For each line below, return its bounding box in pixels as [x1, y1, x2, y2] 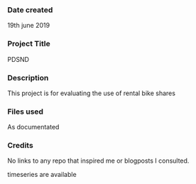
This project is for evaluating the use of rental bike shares [7, 89, 176, 97]
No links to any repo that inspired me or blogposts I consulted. [7, 156, 190, 165]
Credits [7, 141, 33, 151]
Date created [7, 5, 53, 15]
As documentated [7, 123, 60, 131]
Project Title [7, 39, 51, 49]
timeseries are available [7, 171, 77, 179]
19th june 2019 [7, 21, 50, 30]
